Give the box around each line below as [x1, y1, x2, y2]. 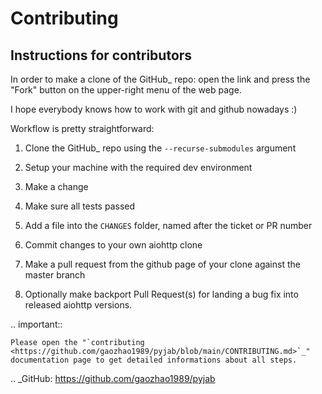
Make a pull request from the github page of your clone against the [24, 258, 301, 270]
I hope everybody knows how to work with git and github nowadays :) [10, 103, 298, 115]
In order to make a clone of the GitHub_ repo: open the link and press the [10, 73, 311, 85]
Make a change [24, 181, 89, 192]
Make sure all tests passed [24, 200, 136, 212]
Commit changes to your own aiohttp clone [24, 239, 203, 251]
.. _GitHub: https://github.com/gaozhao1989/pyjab [10, 373, 216, 384]
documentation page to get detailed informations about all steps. [10, 355, 298, 365]
